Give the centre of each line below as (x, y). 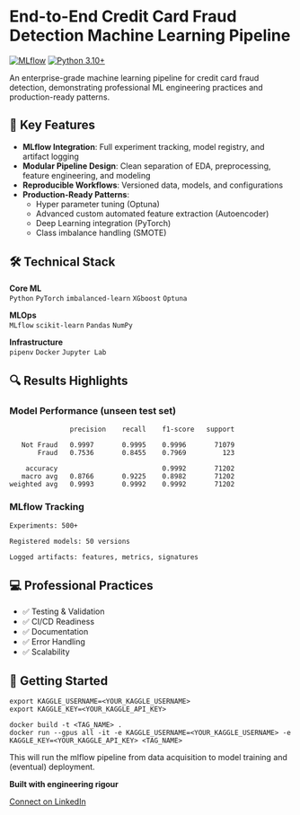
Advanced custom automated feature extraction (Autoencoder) (152, 214)
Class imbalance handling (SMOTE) (101, 232)
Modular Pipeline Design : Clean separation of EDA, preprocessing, (146, 166)
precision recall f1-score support (152, 429)
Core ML (26, 288)
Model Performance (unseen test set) (93, 410)
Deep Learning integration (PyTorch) (103, 223)
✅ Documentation (55, 632)
